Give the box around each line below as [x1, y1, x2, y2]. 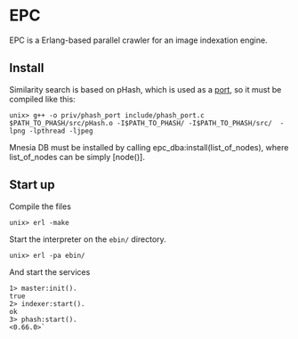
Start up [9, 177, 55, 192]
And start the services [9, 266, 91, 277]
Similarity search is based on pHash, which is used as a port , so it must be [9, 84, 282, 94]
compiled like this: [9, 93, 76, 104]
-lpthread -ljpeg [28, 126, 93, 135]
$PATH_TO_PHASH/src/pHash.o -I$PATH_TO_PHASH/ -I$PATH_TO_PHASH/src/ [9, 118, 273, 127]
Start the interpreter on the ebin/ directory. [9, 233, 166, 245]
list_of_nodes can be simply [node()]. [9, 151, 145, 162]
